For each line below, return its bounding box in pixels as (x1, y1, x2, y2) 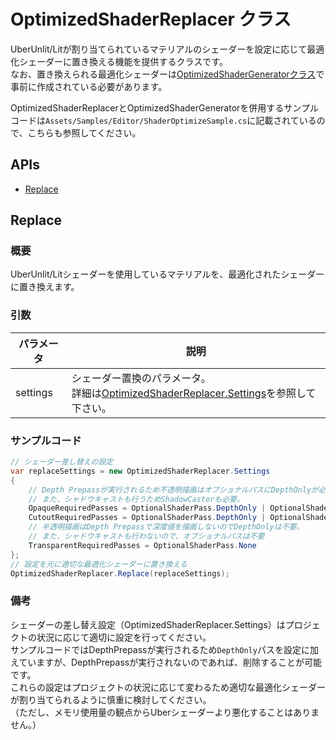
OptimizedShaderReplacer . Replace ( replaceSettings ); (10, 568, 230, 579)
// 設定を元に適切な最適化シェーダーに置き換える (10, 559, 188, 569)
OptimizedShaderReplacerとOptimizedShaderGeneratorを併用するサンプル (10, 101, 319, 114)
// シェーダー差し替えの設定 (10, 457, 114, 467)
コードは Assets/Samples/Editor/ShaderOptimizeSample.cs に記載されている (10, 114, 317, 126)
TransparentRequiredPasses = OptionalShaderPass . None (28, 540, 257, 550)
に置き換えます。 (10, 281, 80, 293)
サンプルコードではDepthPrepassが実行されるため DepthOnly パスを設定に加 (10, 643, 319, 655)
